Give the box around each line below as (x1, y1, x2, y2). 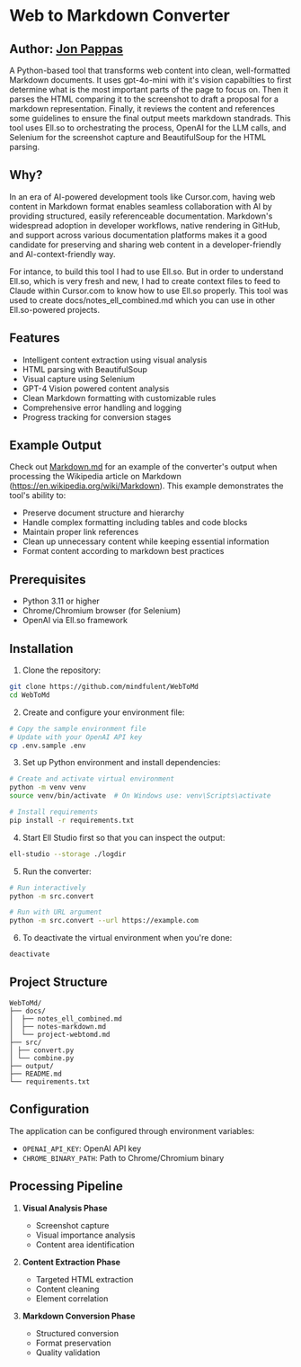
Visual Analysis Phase (22, 1202, 108, 1213)
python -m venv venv (9, 783, 87, 792)
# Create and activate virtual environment (9, 774, 175, 783)
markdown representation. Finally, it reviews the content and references (9, 103, 276, 113)
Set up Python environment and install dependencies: (22, 757, 221, 768)
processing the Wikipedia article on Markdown (9, 471, 182, 482)
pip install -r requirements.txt (9, 816, 135, 825)
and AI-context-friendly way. (9, 248, 116, 259)
